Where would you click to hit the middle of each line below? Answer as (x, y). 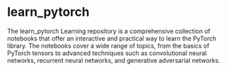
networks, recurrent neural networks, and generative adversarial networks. (114, 60)
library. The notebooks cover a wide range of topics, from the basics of (108, 45)
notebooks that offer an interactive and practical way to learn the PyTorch (112, 38)
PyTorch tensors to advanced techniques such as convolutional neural (107, 53)
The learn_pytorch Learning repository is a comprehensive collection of (109, 31)
